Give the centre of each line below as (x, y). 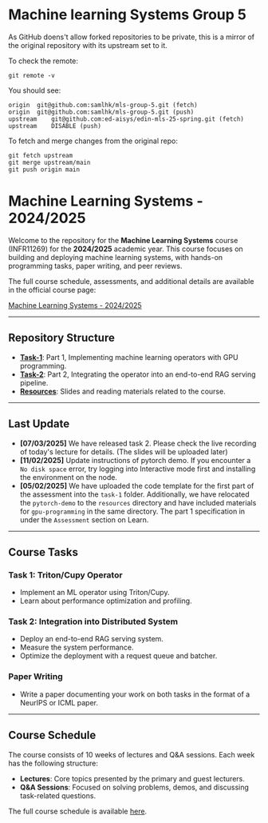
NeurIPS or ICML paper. (59, 702)
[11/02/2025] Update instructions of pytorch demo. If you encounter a (135, 460)
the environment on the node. (69, 477)
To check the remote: (43, 61)
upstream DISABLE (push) (55, 126)
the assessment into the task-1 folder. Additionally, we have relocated (134, 494)
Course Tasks (43, 552)
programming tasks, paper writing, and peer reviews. (95, 266)
